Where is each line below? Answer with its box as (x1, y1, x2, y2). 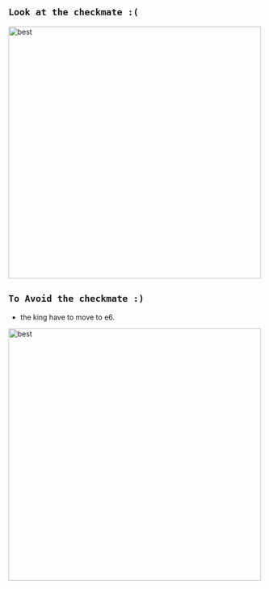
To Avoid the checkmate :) (8, 293, 145, 305)
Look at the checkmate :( (8, 6, 139, 19)
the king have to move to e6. (19, 312, 116, 322)
